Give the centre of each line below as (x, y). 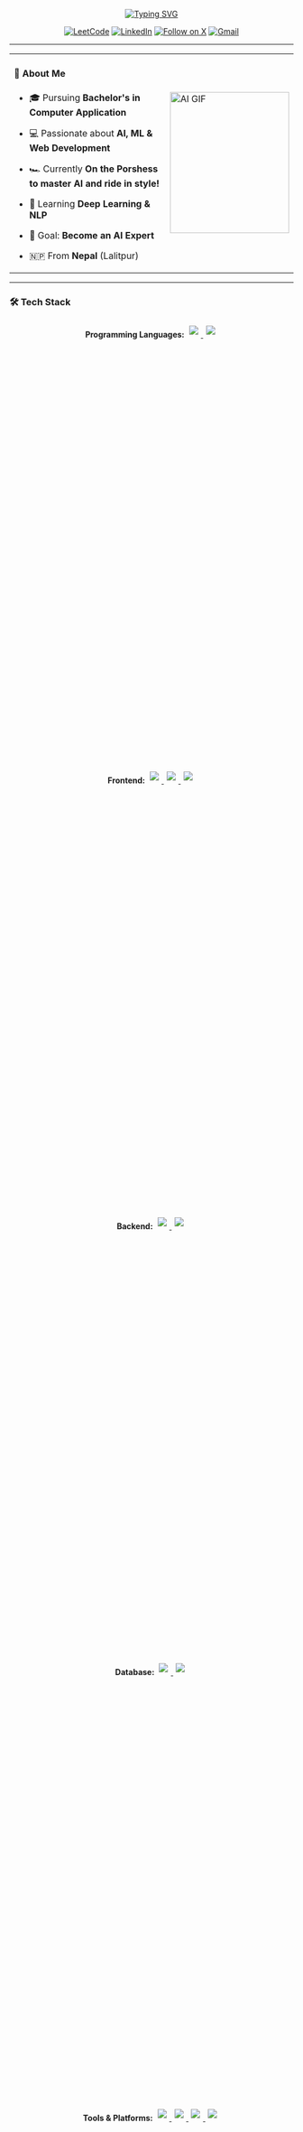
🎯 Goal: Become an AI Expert (92, 235)
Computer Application (78, 112)
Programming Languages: (135, 334)
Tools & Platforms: (118, 2118)
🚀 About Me (40, 74)
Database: (135, 1671)
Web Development (70, 147)
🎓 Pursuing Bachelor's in (85, 98)
